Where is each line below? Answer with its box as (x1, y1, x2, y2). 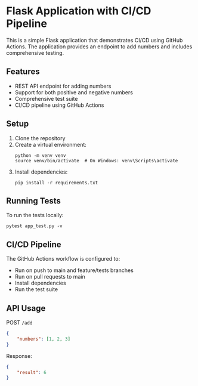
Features (6, 67, 40, 77)
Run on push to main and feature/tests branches (14, 267, 134, 274)
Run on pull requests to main (14, 273, 85, 280)
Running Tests (6, 196, 61, 206)
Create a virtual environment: (14, 141, 86, 148)
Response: (6, 352, 33, 359)
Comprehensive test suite (14, 95, 78, 102)
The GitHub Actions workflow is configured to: (6, 255, 120, 263)
